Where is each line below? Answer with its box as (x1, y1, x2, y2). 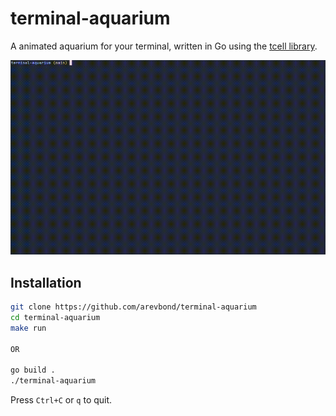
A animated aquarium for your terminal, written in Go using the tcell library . (10, 40, 318, 52)
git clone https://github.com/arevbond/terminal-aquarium (10, 302, 257, 312)
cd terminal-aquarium (10, 312, 101, 322)
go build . (10, 365, 56, 376)
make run (10, 323, 47, 333)
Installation (10, 274, 82, 291)
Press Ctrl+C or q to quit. (10, 394, 113, 406)
